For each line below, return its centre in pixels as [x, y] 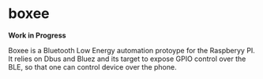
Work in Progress [37, 35]
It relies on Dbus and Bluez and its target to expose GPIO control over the [127, 59]
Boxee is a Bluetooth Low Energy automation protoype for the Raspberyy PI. [131, 50]
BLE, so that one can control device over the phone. [92, 66]
